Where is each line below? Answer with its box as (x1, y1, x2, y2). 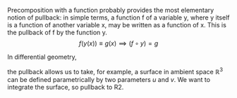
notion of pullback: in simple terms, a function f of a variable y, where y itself (7, 13, 230, 22)
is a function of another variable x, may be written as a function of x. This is (7, 21, 227, 29)
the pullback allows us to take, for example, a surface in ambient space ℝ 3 (7, 66, 224, 76)
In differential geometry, (7, 52, 78, 61)
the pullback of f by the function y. (7, 28, 108, 36)
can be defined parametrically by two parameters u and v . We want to (7, 75, 210, 83)
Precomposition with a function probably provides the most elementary (7, 6, 214, 14)
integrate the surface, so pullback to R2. (7, 83, 124, 91)
